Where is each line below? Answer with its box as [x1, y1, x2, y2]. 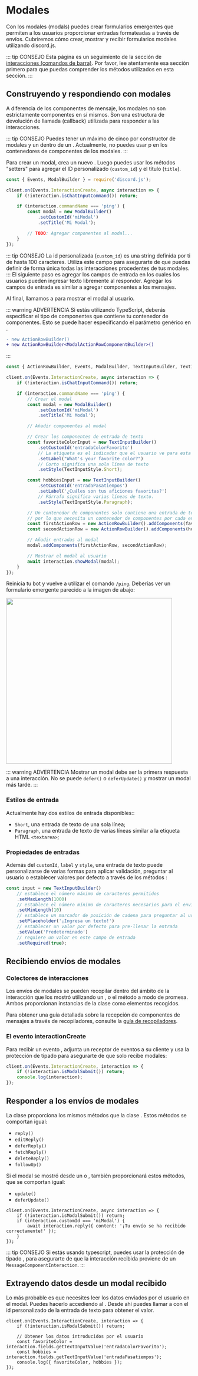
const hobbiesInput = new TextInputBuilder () [27, 477, 141, 483]
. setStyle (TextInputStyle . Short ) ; [37, 467, 123, 473]
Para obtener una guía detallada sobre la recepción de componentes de [6, 1011, 181, 1018]
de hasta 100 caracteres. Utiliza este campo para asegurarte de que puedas [6, 258, 190, 265]
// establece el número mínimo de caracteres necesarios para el [16, 902, 181, 908]
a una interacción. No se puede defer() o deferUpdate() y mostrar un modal [6, 775, 191, 782]
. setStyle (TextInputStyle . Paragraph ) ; [37, 499, 133, 505]
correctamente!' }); [6, 1228, 57, 1234]
